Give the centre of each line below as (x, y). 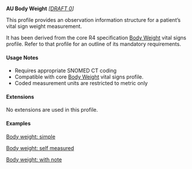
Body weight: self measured (40, 148)
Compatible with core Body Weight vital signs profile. (79, 77)
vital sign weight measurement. (44, 26)
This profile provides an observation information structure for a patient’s (93, 20)
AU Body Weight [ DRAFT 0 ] (40, 9)
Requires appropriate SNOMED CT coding (65, 71)
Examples (19, 123)
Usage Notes (22, 57)
